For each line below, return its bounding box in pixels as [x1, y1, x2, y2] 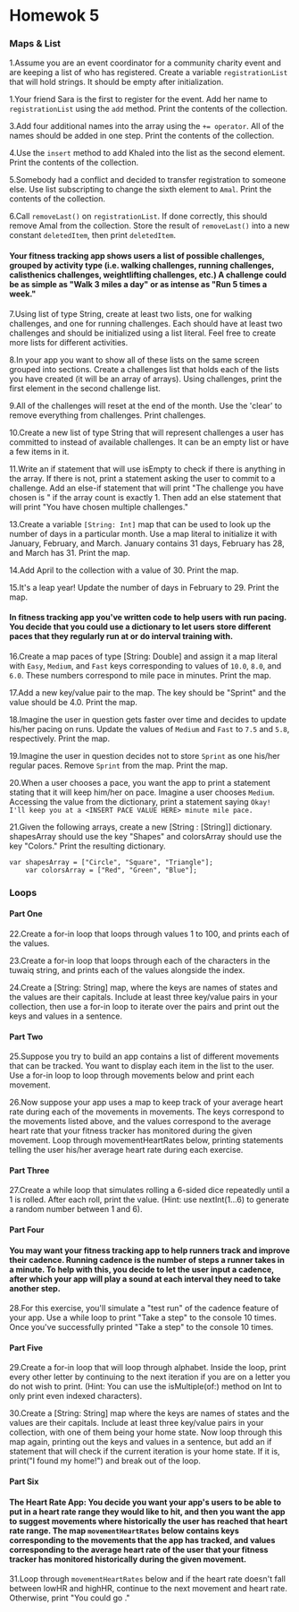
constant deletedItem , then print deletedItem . [9, 230, 177, 241]
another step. [9, 1283, 61, 1293]
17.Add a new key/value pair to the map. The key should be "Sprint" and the [9, 687, 287, 698]
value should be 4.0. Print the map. [9, 696, 138, 707]
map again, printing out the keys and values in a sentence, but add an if [9, 1437, 272, 1447]
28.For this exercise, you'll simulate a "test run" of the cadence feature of [9, 1303, 279, 1314]
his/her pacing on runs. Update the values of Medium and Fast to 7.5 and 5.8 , [9, 723, 290, 734]
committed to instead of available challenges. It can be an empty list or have [9, 436, 290, 448]
